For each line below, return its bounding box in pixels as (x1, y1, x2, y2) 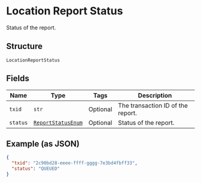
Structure (6, 41, 43, 51)
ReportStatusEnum (33, 119, 83, 126)
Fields (6, 74, 30, 84)
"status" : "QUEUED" (11, 166, 60, 172)
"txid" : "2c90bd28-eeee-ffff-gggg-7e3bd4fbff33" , (11, 160, 138, 166)
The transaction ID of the (118, 101, 188, 109)
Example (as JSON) (6, 139, 80, 149)
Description (138, 91, 172, 99)
